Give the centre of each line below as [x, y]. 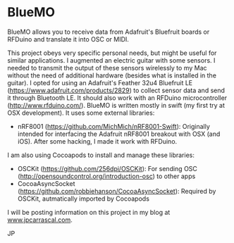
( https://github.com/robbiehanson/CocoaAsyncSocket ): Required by [117, 191]
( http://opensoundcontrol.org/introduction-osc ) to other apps [106, 176]
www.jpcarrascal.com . [40, 220]
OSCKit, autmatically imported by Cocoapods [84, 199]
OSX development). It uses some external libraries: [81, 113]
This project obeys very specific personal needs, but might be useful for [112, 53]
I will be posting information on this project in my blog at [89, 212]
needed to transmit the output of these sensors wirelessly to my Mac [107, 68]
